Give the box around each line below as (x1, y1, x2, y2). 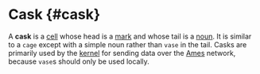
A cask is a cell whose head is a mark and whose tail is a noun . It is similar (8, 31, 252, 41)
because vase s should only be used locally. (8, 57, 149, 66)
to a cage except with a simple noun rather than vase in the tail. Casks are (8, 39, 247, 49)
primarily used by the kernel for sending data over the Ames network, (8, 48, 236, 57)
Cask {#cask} (8, 6, 101, 24)
